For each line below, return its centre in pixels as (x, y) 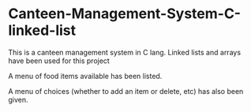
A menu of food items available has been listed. (85, 76)
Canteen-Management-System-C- (125, 14)
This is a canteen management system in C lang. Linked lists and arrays (125, 52)
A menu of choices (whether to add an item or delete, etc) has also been (126, 91)
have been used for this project (59, 61)
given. (19, 99)
